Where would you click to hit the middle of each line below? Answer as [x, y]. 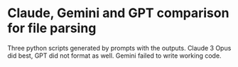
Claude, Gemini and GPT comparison [118, 13]
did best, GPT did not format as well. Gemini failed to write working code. [114, 56]
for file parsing [52, 28]
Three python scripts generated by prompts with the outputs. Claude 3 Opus [119, 48]
